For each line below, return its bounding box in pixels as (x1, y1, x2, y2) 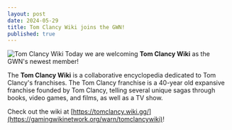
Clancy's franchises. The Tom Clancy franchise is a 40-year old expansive (7, 79, 225, 87)
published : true (7, 30, 55, 38)
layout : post (7, 10, 46, 18)
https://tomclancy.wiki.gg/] (72, 107, 152, 116)
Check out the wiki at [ (7, 107, 73, 116)
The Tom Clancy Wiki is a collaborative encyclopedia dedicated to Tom (7, 71, 216, 80)
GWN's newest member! (7, 58, 79, 66)
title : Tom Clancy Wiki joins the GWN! (7, 23, 126, 31)
